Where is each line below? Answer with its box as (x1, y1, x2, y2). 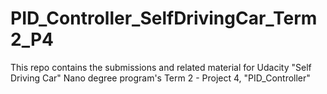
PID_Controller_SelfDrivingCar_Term (10, 7, 318, 30)
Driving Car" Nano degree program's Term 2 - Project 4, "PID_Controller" (10, 72, 311, 84)
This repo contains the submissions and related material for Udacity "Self (10, 61, 312, 73)
